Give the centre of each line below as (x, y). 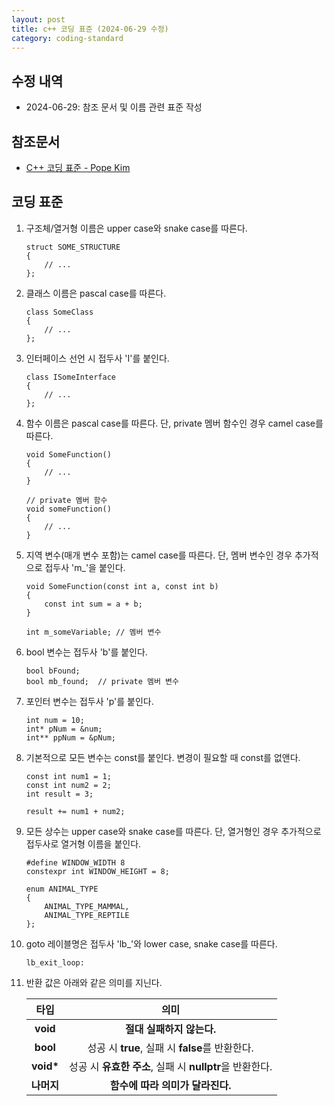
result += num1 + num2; (75, 811)
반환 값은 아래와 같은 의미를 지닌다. (94, 982)
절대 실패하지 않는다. (170, 1029)
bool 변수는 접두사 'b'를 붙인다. (86, 652)
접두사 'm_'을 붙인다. (85, 567)
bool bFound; (53, 671)
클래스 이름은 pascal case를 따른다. (96, 293)
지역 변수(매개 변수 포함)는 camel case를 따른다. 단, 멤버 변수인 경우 (159, 555)
